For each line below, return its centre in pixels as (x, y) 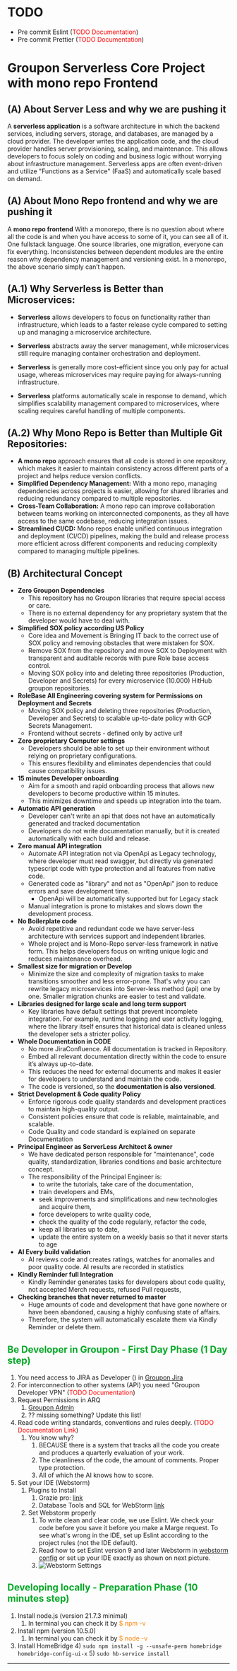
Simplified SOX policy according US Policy (81, 628)
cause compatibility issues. (67, 771)
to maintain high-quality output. (74, 1109)
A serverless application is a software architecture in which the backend (114, 126)
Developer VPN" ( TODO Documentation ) (76, 1392)
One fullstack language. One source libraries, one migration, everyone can (115, 244)
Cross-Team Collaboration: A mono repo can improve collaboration (116, 506)
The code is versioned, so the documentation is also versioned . (122, 1087)
